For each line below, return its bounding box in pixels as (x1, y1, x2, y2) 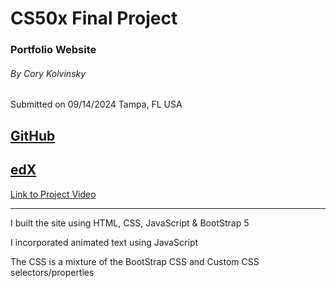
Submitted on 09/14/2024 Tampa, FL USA (10, 98, 183, 111)
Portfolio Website (10, 43, 97, 57)
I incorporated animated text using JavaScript (10, 236, 199, 248)
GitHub (10, 127, 56, 144)
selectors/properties (10, 266, 95, 278)
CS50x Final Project (10, 7, 178, 30)
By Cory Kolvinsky (10, 67, 87, 79)
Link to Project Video (10, 188, 97, 200)
